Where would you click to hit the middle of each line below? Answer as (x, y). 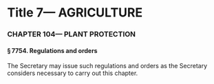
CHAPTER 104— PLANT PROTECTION (72, 34)
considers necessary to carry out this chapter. (73, 73)
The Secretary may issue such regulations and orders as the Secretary (107, 66)
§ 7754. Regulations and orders (52, 50)
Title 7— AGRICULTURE (75, 13)
